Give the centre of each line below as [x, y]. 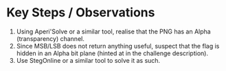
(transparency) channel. [50, 38]
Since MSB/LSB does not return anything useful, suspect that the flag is [118, 46]
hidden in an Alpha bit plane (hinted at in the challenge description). [112, 53]
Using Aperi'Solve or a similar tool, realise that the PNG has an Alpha [113, 31]
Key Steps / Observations [81, 13]
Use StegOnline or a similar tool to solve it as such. [88, 60]
